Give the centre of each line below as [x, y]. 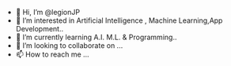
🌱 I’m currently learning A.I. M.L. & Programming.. [96, 37]
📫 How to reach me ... [52, 54]
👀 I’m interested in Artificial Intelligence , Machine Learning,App [119, 20]
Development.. [40, 29]
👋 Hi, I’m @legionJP [48, 12]
